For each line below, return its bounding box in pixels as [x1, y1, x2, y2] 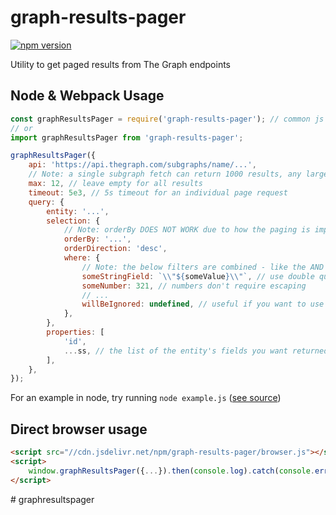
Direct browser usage [10, 421, 148, 438]
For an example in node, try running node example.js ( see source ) [10, 392, 282, 404]
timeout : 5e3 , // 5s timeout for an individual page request [28, 187, 288, 198]
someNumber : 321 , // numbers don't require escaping [81, 281, 307, 291]
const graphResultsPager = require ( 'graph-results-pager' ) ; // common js [10, 114, 325, 124]
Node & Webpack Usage [10, 87, 165, 105]
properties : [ [46, 327, 105, 337]
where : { [63, 253, 101, 263]
